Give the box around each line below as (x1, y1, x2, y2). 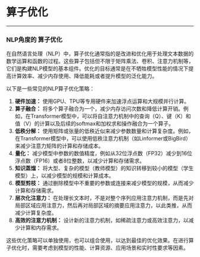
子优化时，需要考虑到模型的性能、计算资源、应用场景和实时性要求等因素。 (6, 245, 189, 252)
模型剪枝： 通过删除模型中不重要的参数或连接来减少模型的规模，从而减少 (14, 180, 194, 187)
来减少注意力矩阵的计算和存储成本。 (14, 142, 104, 149)
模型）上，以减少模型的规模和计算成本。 (14, 172, 114, 179)
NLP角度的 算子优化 (6, 35, 62, 43)
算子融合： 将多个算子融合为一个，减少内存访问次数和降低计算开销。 (14, 105, 183, 112)
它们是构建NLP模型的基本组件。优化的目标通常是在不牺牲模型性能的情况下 (6, 65, 189, 72)
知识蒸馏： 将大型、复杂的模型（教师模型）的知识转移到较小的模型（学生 (14, 165, 194, 172)
